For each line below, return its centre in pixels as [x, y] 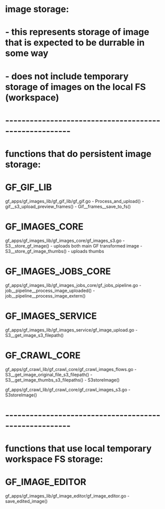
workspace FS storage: [54, 459]
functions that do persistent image [79, 154]
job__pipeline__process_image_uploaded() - [50, 290]
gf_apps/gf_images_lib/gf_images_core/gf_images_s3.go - [65, 240]
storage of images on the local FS [76, 87]
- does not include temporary [67, 76]
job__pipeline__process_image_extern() [45, 295]
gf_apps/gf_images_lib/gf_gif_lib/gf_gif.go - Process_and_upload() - [75, 201]
